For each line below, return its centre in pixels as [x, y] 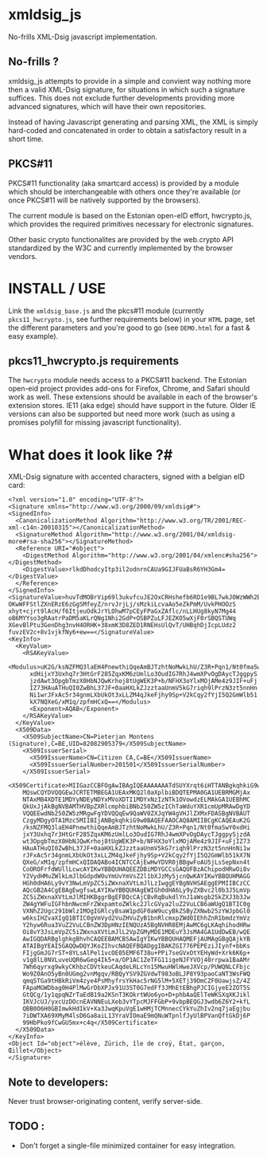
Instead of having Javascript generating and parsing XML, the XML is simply [133, 122]
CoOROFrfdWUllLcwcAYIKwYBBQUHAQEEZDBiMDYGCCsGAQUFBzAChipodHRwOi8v [136, 869]
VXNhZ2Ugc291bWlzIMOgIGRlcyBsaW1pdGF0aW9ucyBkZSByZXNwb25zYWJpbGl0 [136, 911]
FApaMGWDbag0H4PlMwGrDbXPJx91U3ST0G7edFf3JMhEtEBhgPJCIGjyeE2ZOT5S [136, 988]
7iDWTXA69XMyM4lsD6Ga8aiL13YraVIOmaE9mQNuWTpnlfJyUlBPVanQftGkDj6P [136, 1016]
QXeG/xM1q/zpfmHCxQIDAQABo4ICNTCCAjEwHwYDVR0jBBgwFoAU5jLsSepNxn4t [136, 862]
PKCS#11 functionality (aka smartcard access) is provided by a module [124, 183]
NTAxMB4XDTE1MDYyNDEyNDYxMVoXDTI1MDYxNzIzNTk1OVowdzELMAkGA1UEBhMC [136, 800]
